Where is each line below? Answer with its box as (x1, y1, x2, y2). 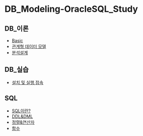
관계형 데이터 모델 (11, 43, 46, 49)
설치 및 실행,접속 (11, 79, 44, 85)
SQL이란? (11, 107, 31, 114)
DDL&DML (11, 113, 33, 119)
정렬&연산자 (11, 119, 35, 125)
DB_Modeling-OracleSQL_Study (4, 3, 138, 15)
